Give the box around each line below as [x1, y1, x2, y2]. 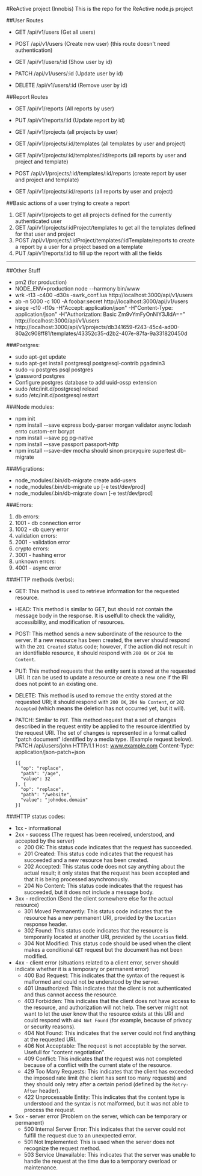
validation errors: [14, 532, 58, 539]
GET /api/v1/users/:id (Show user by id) [14, 58, 112, 65]
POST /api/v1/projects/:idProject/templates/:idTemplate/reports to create [14, 237, 195, 244]
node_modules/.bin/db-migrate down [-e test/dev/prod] [14, 489, 153, 497]
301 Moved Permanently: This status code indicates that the [23, 908, 173, 915]
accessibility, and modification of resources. [14, 618, 125, 626]
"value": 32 [20, 776, 50, 782]
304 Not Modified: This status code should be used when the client [23, 940, 191, 947]
